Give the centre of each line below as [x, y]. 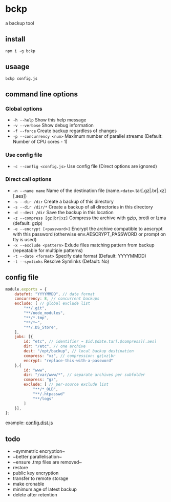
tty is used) [25, 239]
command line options [42, 94]
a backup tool [20, 23]
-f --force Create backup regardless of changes [65, 131]
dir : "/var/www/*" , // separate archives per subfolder [84, 375]
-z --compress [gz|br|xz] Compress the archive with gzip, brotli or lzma [89, 218]
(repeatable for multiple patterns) [48, 250]
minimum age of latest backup [45, 489]
